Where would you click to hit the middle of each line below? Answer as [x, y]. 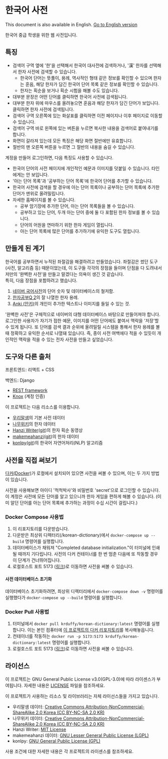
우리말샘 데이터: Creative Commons [48, 707]
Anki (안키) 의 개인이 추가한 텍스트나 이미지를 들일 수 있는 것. [71, 303]
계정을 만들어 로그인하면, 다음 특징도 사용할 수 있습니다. [59, 157]
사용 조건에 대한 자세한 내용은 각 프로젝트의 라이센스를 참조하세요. [69, 751]
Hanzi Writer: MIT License [39, 729]
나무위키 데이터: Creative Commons [48, 718]
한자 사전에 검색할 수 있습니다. [47, 71]
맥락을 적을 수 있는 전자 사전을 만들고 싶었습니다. [66, 339]
